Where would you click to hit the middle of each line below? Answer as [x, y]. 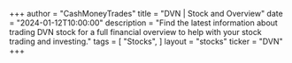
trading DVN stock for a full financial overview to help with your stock [136, 32]
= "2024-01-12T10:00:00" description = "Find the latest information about [144, 23]
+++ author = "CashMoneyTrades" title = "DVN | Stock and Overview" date [146, 14]
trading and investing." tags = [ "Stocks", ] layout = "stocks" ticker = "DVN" [146, 41]
